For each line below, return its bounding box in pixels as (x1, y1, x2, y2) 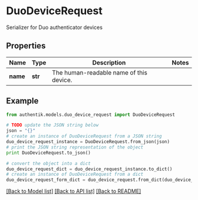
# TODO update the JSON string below (6, 122, 99, 128)
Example (6, 96, 39, 106)
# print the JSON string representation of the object (6, 144, 144, 150)
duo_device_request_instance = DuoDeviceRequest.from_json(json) (6, 139, 170, 145)
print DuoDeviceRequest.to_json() (6, 150, 91, 156)
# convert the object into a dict (6, 160, 91, 166)
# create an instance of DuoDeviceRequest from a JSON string (6, 133, 162, 140)
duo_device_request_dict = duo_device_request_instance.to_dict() (6, 166, 173, 172)
